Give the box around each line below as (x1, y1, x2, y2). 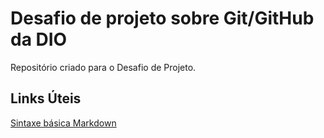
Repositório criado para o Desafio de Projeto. (10, 61, 197, 73)
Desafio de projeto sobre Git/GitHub (10, 7, 315, 30)
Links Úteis (10, 90, 82, 107)
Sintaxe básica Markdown (10, 117, 117, 129)
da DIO (10, 28, 68, 51)
